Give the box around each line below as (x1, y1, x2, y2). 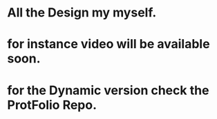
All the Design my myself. (7, 5, 157, 21)
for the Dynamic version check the (7, 83, 209, 98)
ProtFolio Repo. (7, 97, 97, 113)
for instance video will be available (7, 36, 210, 52)
